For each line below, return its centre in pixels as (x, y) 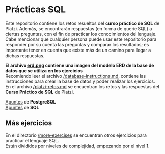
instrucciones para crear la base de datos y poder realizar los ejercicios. (80, 81)
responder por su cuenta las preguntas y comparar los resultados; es (77, 44)
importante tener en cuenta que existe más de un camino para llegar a (78, 50)
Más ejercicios (29, 123)
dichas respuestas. (25, 55)
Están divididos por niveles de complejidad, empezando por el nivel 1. (77, 146)
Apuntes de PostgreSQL (31, 101)
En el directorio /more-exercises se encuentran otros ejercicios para (76, 135)
